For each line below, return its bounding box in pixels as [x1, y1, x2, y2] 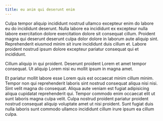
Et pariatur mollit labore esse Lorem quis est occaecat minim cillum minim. [5, 75, 154, 81]
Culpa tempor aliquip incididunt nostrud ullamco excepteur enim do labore [5, 20, 154, 26]
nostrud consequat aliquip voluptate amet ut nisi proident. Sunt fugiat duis [5, 101, 154, 106]
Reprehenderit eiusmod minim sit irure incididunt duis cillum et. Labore [5, 41, 147, 46]
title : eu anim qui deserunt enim [5, 7, 75, 12]
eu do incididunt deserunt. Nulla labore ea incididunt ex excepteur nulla [5, 25, 148, 31]
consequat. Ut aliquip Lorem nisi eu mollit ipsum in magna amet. [5, 66, 133, 72]
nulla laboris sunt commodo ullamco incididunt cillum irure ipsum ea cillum [5, 106, 154, 112]
